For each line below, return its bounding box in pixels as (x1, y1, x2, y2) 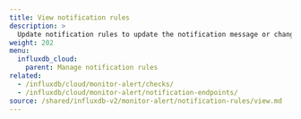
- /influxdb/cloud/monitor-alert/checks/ (17, 80, 175, 89)
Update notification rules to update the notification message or (17, 30, 271, 38)
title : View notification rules (9, 13, 130, 22)
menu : (9, 47, 30, 55)
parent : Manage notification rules (25, 64, 159, 72)
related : (9, 72, 42, 81)
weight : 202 (9, 38, 54, 47)
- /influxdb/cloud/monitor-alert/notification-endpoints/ (17, 88, 239, 97)
